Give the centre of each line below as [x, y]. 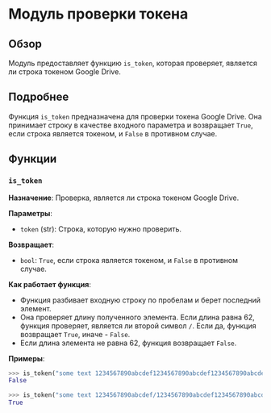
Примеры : [27, 358]
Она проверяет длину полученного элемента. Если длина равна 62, [138, 317]
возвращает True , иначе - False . [75, 334]
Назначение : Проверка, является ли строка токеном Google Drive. [124, 198]
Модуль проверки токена [98, 14]
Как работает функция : [50, 284]
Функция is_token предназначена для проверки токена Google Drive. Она [135, 116]
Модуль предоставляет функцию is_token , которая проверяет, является [133, 63]
